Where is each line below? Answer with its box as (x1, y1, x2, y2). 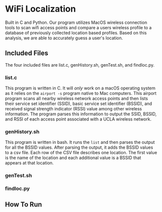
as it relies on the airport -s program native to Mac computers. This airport (5, 90, 157, 96)
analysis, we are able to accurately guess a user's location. (5, 35, 123, 41)
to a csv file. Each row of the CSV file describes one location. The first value (5, 150, 158, 156)
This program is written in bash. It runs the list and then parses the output (5, 140, 155, 145)
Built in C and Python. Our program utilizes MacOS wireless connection (5, 19, 147, 25)
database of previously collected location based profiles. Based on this (5, 30, 147, 35)
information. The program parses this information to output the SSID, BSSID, (5, 111, 157, 117)
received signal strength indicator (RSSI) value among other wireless (5, 106, 142, 112)
